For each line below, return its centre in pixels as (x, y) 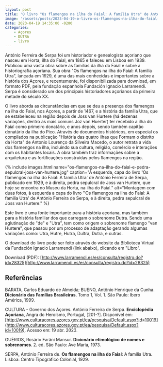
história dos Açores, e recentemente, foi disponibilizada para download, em (81, 81)
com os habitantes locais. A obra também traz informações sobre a (72, 152)
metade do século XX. (27, 96)
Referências (24, 278)
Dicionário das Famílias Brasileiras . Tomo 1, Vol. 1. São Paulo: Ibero (73, 294)
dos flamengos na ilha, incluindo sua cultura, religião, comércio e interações (81, 147)
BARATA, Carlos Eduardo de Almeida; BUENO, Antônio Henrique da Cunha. (80, 290)
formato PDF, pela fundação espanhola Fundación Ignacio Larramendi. (76, 86)
